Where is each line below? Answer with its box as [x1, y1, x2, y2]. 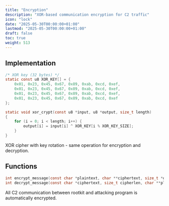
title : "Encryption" [5, 7, 49, 13]
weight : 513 [5, 40, 30, 45]
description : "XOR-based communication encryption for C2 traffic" [5, 12, 150, 17]
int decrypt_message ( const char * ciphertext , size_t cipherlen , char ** [5, 180, 161, 185]
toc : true [5, 36, 26, 41]
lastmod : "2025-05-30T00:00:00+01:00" [5, 26, 87, 31]
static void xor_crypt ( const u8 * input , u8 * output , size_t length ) [5, 110, 152, 115]
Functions [5, 162, 38, 171]
